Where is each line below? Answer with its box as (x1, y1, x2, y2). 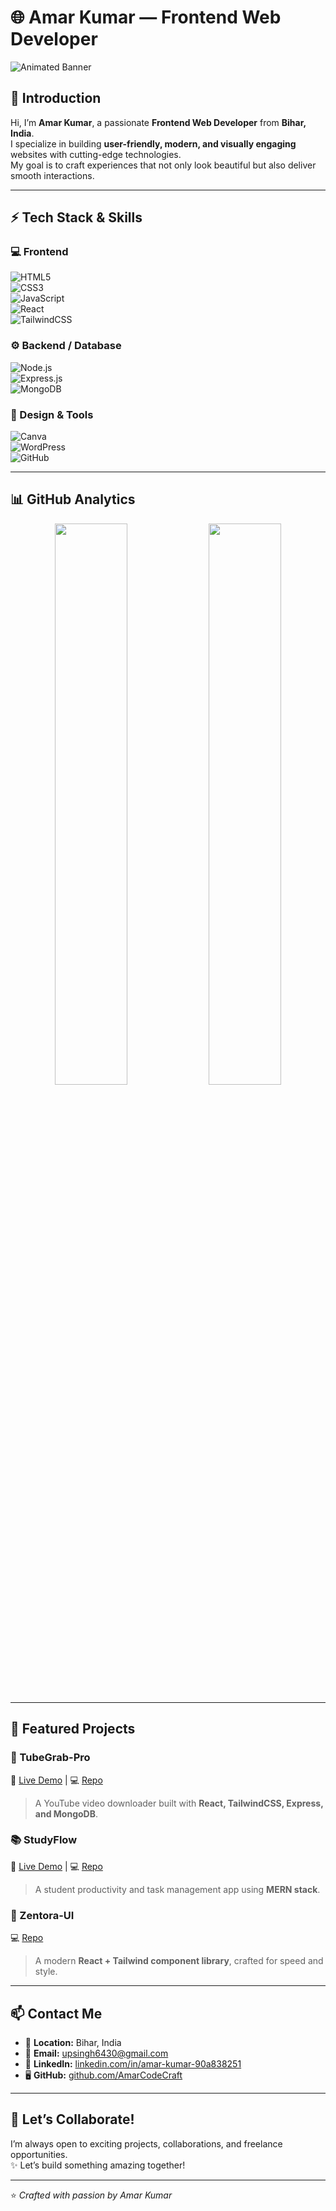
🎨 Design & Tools (10, 407, 94, 421)
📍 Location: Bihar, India (24, 2036, 122, 2048)
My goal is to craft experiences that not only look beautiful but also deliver (10, 159, 317, 171)
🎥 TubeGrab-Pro (10, 1751, 91, 1765)
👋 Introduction (10, 90, 102, 107)
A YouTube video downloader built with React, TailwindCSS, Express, (34, 1797, 324, 1809)
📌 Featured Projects (10, 1721, 136, 1738)
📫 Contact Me (10, 2005, 103, 2022)
